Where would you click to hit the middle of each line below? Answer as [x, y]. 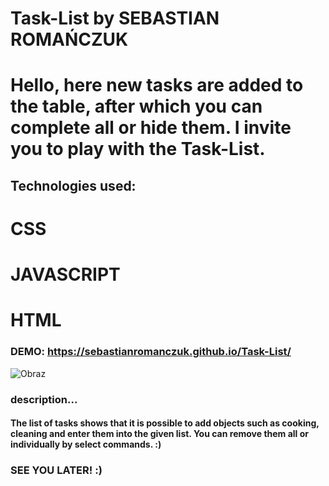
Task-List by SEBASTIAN [115, 18]
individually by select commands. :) [86, 444]
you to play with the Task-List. [138, 149]
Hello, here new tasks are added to [157, 85]
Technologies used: [73, 185]
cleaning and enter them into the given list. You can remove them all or [160, 434]
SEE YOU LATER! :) [56, 470]
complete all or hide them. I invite [151, 128]
